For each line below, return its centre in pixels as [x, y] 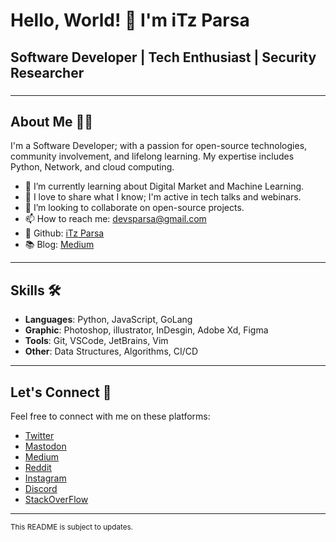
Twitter [39, 435]
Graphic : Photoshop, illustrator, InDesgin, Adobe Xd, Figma [146, 330]
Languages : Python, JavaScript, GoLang [108, 320]
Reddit [38, 467]
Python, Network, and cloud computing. [92, 167]
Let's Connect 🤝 [61, 392]
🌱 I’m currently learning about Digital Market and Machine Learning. [164, 186]
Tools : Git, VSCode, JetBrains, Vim [96, 341]
